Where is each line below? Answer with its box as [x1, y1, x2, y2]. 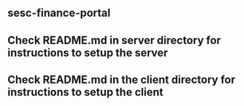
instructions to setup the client [7, 85, 164, 99]
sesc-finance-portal [7, 6, 111, 20]
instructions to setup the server [7, 45, 168, 59]
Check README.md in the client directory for [7, 73, 236, 87]
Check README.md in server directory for [7, 33, 221, 47]
